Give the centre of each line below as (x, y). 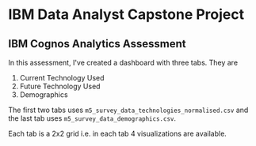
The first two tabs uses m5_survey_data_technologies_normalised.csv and (128, 110)
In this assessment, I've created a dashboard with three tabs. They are (123, 62)
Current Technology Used (62, 78)
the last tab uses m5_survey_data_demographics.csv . (92, 118)
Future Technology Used (60, 86)
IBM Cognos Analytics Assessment (97, 44)
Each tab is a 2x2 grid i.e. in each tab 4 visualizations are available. (118, 133)
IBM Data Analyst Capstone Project (126, 15)
